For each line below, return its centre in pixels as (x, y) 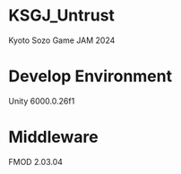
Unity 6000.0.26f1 (42, 101)
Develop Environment (90, 76)
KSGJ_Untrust (62, 16)
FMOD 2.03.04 (36, 162)
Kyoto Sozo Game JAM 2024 (62, 40)
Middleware (54, 137)
